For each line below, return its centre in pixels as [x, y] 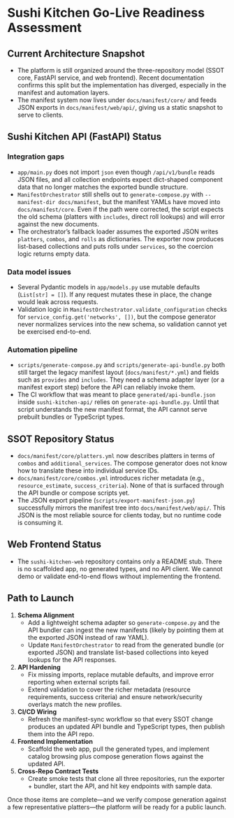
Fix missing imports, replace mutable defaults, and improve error [121, 674]
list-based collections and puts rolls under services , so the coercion [115, 246]
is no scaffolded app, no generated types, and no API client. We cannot [120, 568]
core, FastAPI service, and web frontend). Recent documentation [111, 78]
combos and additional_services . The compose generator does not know [122, 464]
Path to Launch [41, 598]
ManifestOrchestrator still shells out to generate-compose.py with [110, 194]
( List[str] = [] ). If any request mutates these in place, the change [115, 294]
